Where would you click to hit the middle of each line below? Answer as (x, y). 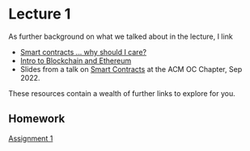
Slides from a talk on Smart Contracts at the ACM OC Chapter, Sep (131, 69)
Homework (37, 119)
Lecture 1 (40, 14)
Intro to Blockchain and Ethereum (76, 61)
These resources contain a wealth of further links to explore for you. (122, 93)
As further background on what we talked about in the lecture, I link (121, 36)
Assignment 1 (31, 138)
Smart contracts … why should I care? (83, 52)
